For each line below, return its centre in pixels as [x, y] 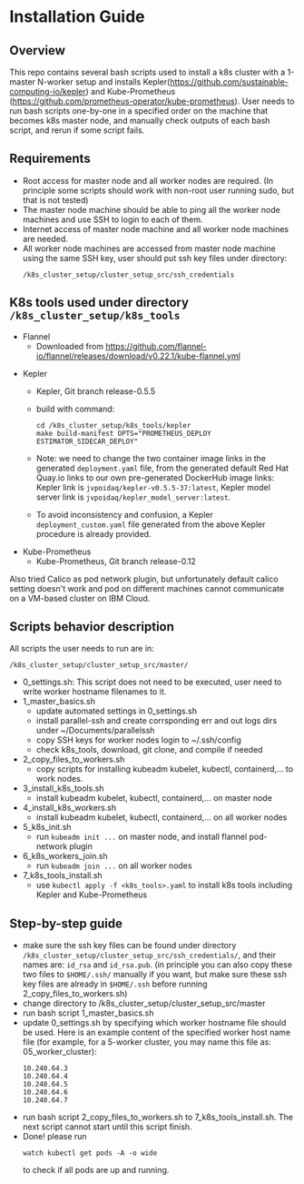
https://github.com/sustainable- [229, 82]
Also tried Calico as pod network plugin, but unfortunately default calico [144, 579]
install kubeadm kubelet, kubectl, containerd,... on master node [154, 798]
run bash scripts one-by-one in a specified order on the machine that [139, 111]
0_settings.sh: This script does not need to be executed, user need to [152, 682]
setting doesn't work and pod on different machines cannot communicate [147, 588]
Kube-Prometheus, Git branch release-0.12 [116, 561]
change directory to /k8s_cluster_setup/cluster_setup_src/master [144, 1004]
